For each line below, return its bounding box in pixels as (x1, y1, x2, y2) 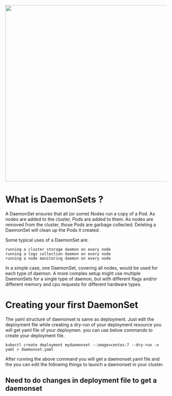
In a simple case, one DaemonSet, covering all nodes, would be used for (5, 265, 158, 271)
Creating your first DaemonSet (5, 299, 138, 311)
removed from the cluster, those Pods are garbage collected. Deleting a (5, 221, 156, 228)
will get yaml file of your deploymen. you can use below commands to (5, 327, 153, 333)
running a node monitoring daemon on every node (5, 255, 111, 261)
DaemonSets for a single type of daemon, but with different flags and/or (5, 275, 157, 282)
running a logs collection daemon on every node (5, 251, 111, 256)
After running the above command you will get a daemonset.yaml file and (5, 355, 160, 362)
